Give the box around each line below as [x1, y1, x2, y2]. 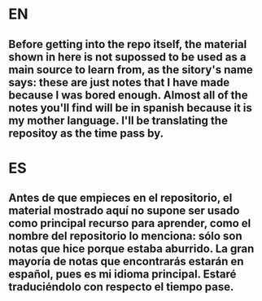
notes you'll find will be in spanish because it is [8, 101, 252, 115]
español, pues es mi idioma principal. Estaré [8, 268, 237, 281]
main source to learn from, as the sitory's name [8, 63, 254, 76]
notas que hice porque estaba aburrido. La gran [8, 242, 255, 256]
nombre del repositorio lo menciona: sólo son [8, 229, 242, 243]
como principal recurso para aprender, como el [8, 216, 251, 230]
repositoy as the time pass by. [8, 126, 164, 140]
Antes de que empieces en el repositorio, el [8, 191, 233, 205]
